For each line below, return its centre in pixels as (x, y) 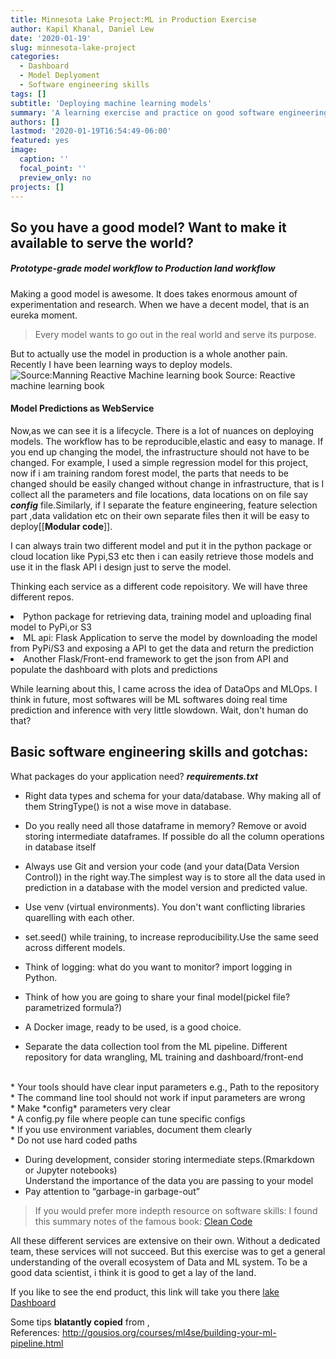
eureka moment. (44, 315)
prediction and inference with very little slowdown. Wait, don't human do (159, 710)
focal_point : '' (53, 168)
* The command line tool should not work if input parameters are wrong (158, 1097)
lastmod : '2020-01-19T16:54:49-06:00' (91, 131)
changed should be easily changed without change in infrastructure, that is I (167, 483)
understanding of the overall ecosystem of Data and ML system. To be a (159, 1262)
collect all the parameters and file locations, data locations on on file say (159, 494)
